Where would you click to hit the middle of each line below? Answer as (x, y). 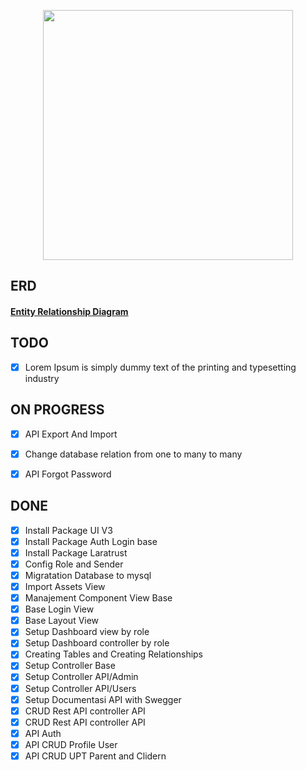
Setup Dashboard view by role (87, 632)
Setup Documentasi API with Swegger (103, 699)
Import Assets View (65, 586)
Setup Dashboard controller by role (97, 643)
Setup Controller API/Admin (81, 677)
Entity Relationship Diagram (69, 311)
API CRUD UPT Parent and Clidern (95, 756)
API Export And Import (71, 434)
